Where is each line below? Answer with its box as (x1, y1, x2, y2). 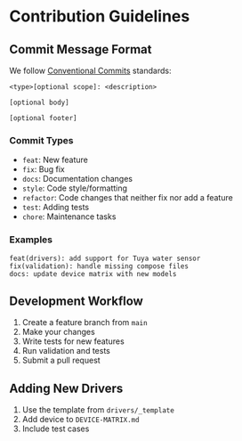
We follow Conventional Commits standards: (9, 65, 172, 76)
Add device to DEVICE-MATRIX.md (21, 414, 140, 425)
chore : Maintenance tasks (21, 211, 117, 222)
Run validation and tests (21, 346, 111, 356)
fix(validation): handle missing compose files (9, 261, 190, 271)
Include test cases (21, 423, 90, 434)
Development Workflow (9, 293, 144, 308)
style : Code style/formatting (21, 183, 127, 193)
